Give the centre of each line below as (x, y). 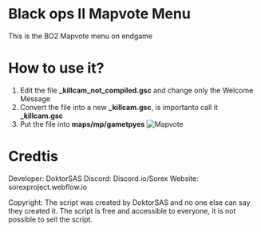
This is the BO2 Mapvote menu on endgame (81, 36)
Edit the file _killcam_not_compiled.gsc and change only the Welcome (136, 90)
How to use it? (56, 68)
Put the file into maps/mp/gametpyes (82, 124)
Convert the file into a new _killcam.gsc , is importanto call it (119, 107)
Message (35, 98)
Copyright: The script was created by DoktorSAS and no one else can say (129, 202)
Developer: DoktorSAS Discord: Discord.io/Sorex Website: (104, 178)
